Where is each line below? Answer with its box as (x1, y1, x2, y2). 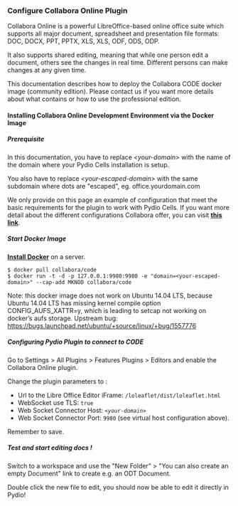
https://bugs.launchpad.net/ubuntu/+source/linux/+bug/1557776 (7, 321, 197, 330)
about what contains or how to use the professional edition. (7, 95, 181, 103)
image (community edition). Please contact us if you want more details (7, 88, 214, 96)
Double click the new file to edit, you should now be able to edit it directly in (7, 483, 229, 491)
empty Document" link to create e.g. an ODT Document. (7, 469, 171, 478)
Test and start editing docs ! (7, 443, 92, 452)
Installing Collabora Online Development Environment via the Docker (7, 111, 215, 120)
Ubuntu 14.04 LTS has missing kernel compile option (7, 298, 161, 307)
